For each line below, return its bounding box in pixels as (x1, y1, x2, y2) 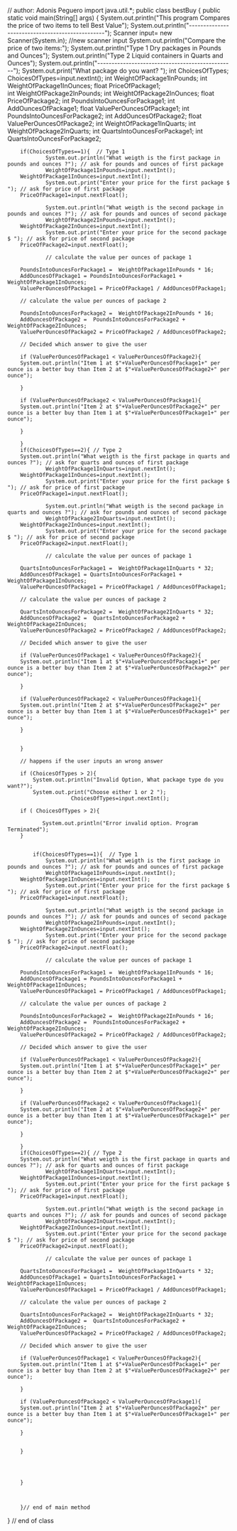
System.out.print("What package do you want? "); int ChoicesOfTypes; (21, 67, 229, 75)
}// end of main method (20, 1504, 91, 1511)
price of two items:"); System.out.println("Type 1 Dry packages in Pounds (7, 44, 222, 52)
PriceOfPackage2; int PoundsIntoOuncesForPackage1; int (7, 97, 175, 105)
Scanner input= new (113, 28, 172, 37)
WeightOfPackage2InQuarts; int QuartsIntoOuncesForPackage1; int (7, 127, 204, 135)
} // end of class (7, 1517, 55, 1525)
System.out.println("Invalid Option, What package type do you (33, 776, 224, 783)
